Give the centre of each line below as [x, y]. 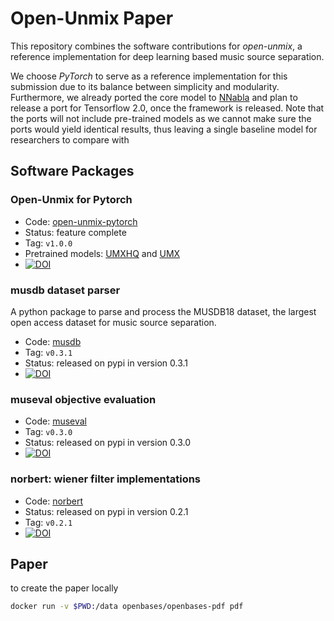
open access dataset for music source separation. [113, 322]
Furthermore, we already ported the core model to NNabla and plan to [154, 97]
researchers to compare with [70, 139]
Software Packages [72, 171]
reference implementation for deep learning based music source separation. [167, 56]
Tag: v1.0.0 [48, 243]
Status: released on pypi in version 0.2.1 [106, 511]
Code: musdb [53, 341]
